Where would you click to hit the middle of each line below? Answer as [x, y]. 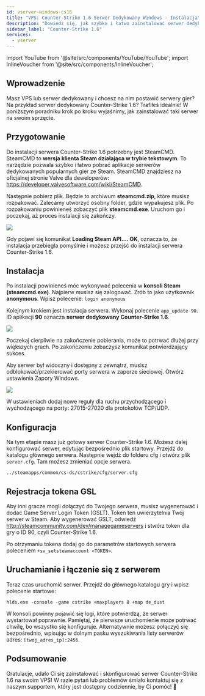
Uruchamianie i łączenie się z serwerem [83, 570]
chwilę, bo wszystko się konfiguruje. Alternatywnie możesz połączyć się [97, 626]
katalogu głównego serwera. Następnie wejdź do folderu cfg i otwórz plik [98, 455]
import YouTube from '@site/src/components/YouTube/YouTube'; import [97, 58]
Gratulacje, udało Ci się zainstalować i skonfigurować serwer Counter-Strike [102, 673]
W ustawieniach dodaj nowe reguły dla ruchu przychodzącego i [86, 402]
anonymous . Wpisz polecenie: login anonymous [66, 299]
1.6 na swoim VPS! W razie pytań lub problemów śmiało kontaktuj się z [95, 680]
